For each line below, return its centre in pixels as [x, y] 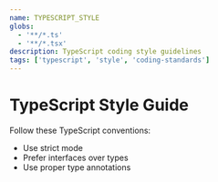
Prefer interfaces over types [76, 157]
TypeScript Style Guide [99, 105]
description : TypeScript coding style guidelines [106, 52]
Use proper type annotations [77, 167]
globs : [22, 26]
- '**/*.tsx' [42, 43]
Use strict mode [53, 147]
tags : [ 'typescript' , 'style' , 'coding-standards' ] [109, 60]
